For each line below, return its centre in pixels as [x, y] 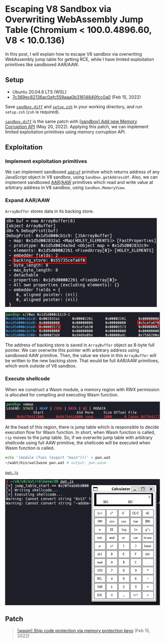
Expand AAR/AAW [27, 200]
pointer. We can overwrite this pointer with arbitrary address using [72, 350]
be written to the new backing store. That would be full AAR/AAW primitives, [82, 361]
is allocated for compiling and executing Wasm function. [62, 395]
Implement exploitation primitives [46, 161]
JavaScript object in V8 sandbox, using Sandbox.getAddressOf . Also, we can [82, 177]
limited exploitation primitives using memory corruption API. [66, 132]
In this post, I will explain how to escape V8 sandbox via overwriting [74, 54]
